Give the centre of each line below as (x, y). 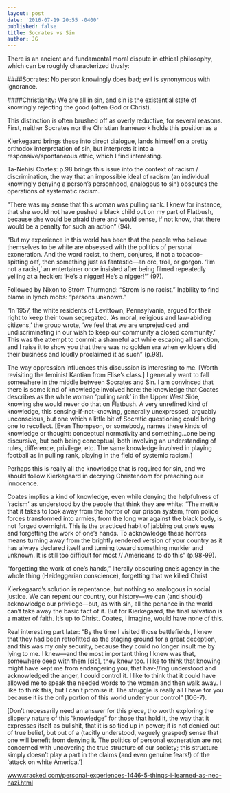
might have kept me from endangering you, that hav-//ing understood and (112, 668)
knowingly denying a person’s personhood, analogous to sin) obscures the (113, 184)
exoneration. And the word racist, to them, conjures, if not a (91, 255)
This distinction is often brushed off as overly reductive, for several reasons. (115, 120)
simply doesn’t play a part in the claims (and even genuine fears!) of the (109, 755)
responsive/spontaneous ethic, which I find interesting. (85, 156)
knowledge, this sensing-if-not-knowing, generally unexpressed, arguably (112, 412)
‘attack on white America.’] (45, 762)
